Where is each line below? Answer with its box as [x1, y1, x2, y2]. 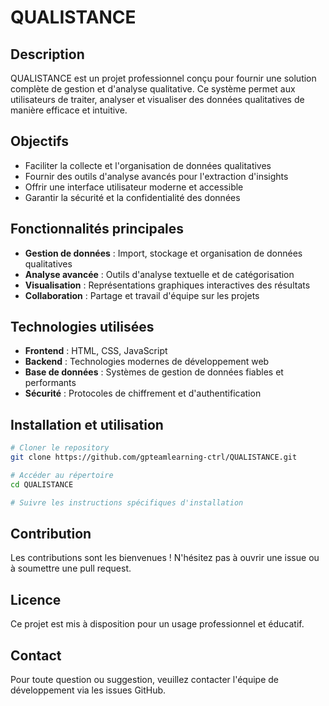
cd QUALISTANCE [10, 479, 74, 490]
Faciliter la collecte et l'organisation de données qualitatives [24, 159, 272, 171]
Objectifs [10, 133, 70, 150]
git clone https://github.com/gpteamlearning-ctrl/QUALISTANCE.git [10, 452, 298, 463]
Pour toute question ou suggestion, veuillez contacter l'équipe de [10, 674, 280, 686]
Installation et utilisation [10, 416, 164, 433]
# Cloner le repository [10, 443, 110, 453]
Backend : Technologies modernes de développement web [24, 356, 270, 368]
